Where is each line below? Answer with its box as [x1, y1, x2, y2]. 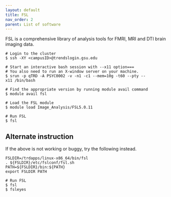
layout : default [5, 7, 40, 13]
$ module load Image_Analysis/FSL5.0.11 [5, 105, 93, 110]
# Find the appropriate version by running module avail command [5, 87, 148, 92]
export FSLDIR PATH [5, 169, 47, 174]
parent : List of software [5, 21, 61, 27]
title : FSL [5, 12, 29, 17]
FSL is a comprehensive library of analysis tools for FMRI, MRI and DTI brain [5, 36, 166, 42]
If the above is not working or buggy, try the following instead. [5, 146, 137, 152]
